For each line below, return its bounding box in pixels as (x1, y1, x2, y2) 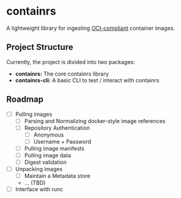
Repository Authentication (24, 124, 90, 132)
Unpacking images (15, 166, 63, 173)
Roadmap (6, 94, 44, 105)
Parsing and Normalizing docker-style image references (24, 117, 166, 124)
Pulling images (15, 110, 53, 118)
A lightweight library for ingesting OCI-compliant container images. (6, 24, 175, 32)
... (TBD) (24, 179, 46, 186)
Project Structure (6, 42, 73, 52)
